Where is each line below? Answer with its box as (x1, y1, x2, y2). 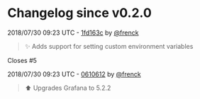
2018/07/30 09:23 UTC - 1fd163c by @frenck (7, 28, 139, 37)
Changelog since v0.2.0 (7, 5, 152, 21)
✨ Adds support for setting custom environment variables (24, 42, 194, 50)
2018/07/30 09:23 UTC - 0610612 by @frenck (7, 69, 141, 78)
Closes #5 (7, 56, 38, 64)
